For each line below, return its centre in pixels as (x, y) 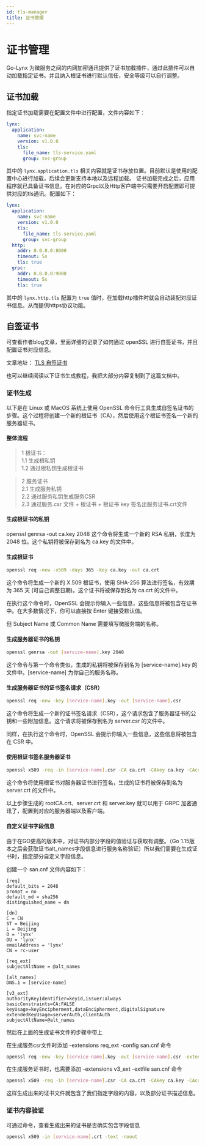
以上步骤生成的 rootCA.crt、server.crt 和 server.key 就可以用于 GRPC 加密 (99, 803)
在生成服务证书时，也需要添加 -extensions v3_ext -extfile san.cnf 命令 (94, 1069)
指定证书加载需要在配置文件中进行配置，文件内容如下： (76, 113)
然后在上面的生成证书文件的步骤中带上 (54, 1032)
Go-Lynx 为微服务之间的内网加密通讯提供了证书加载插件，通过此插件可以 (98, 68)
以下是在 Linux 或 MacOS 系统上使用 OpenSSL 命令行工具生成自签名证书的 (100, 407)
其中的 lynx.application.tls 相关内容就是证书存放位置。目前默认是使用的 (99, 171)
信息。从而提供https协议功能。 (50, 305)
